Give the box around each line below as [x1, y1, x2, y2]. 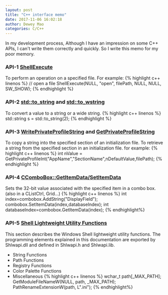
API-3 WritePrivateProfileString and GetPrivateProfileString [5, 128, 155, 135]
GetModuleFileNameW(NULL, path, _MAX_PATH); [12, 278, 116, 284]
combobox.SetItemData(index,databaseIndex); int [5, 201, 109, 208]
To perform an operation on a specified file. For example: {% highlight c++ [5, 75, 160, 81]
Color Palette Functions [12, 268, 62, 274]
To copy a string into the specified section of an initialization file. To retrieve [5, 140, 163, 146]
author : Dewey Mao [5, 21, 44, 27]
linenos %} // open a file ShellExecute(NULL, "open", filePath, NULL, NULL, [5, 81, 162, 87]
